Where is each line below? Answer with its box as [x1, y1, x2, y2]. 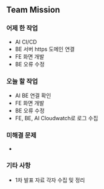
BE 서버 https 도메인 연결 [15, 45, 75, 53]
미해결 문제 [6, 131, 37, 139]
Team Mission [6, 5, 60, 15]
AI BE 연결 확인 [15, 92, 51, 99]
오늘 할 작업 [6, 77, 38, 85]
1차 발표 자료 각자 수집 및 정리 [15, 176, 85, 184]
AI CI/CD [15, 38, 37, 45]
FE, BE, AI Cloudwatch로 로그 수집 [15, 114, 99, 121]
